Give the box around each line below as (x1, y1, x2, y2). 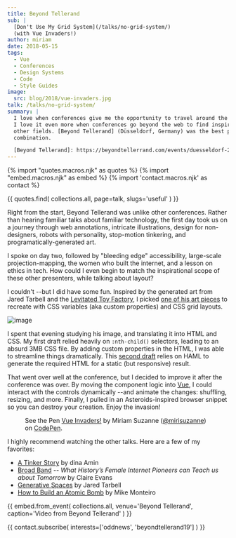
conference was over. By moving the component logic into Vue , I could (7, 380, 212, 389)
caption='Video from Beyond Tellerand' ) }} (7, 509, 132, 518)
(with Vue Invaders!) (13, 29, 77, 37)
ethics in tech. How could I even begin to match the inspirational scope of (7, 267, 220, 275)
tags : (7, 50, 23, 57)
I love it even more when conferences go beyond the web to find (13, 121, 209, 128)
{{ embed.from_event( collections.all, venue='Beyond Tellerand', (7, 502, 193, 511)
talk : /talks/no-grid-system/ (7, 102, 96, 109)
